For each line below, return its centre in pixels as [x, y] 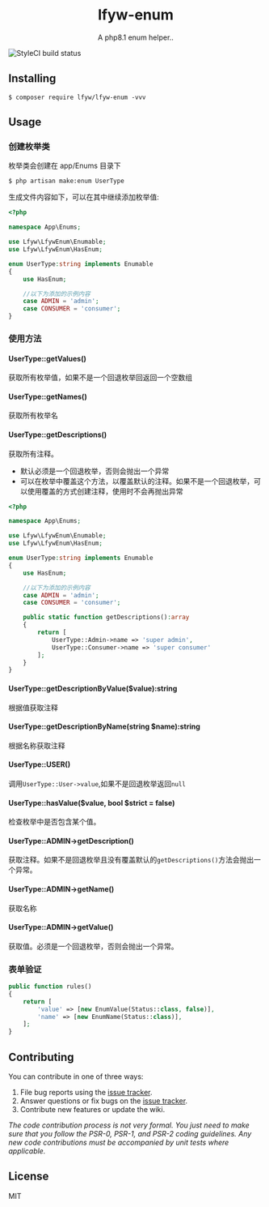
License [29, 1177]
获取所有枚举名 [33, 416]
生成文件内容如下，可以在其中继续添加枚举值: [84, 197]
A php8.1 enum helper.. [136, 37]
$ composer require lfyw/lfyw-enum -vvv [78, 97]
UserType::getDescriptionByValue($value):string [93, 688]
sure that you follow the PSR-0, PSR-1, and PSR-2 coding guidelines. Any [130, 1134]
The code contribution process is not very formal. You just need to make [129, 1125]
